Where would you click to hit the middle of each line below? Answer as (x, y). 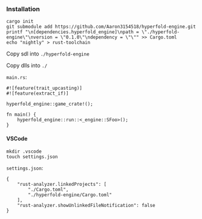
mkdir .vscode (24, 151)
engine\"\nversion (29, 37)
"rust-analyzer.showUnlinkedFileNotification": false (86, 205)
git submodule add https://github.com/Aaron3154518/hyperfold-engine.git (101, 27)
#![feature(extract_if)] (37, 94)
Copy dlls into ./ (27, 66)
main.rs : (17, 77)
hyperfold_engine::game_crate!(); (50, 104)
